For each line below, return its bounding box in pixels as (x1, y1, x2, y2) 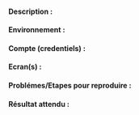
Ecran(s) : (8, 62, 42, 72)
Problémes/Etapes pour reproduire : (8, 80, 132, 90)
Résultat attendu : (8, 99, 70, 109)
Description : (8, 6, 53, 16)
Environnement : (8, 25, 65, 35)
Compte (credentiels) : (8, 43, 86, 53)
